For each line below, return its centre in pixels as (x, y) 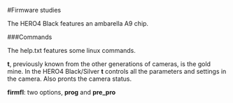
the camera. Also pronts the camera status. (69, 79)
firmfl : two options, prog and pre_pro (62, 92)
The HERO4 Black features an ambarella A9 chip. (78, 23)
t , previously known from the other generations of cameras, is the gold (109, 64)
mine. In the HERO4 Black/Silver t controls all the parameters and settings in (117, 71)
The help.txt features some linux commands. (72, 50)
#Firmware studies (34, 10)
